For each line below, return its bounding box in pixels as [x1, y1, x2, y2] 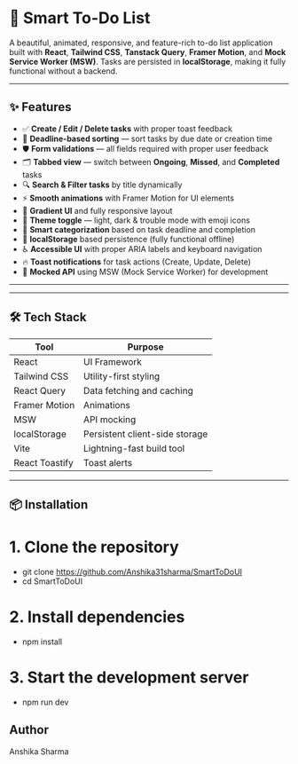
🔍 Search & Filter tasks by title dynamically [21, 179, 183, 190]
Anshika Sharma [9, 745, 69, 757]
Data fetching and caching [82, 384, 193, 397]
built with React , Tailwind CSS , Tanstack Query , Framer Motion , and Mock [9, 46, 286, 57]
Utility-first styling [82, 370, 161, 382]
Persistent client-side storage [82, 428, 208, 440]
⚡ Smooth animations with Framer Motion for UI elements [21, 193, 235, 203]
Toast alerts [82, 456, 133, 469]
